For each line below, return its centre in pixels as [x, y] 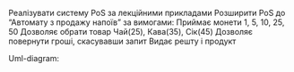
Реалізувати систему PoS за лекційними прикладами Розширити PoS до [147, 13]
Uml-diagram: [34, 58]
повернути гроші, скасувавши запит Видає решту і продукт [122, 41]
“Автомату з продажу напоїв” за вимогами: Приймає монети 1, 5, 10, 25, [147, 22]
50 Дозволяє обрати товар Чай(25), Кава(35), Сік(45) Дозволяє [130, 32]
